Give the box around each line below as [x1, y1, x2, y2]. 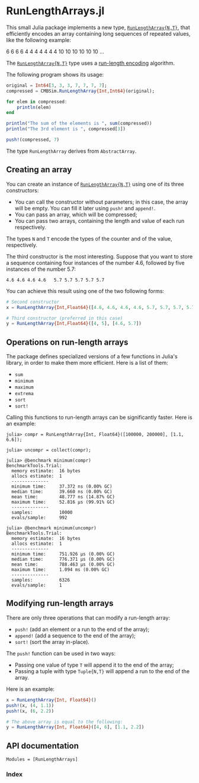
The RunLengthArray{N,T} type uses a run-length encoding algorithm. [6, 59, 175, 67]
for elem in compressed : [6, 99, 68, 105]
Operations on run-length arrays [6, 337, 129, 347]
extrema [14, 391, 34, 397]
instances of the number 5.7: [6, 266, 76, 273]
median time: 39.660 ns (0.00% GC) [11, 489, 113, 495]
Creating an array [6, 165, 72, 175]
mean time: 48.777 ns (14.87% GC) [11, 494, 115, 500]
